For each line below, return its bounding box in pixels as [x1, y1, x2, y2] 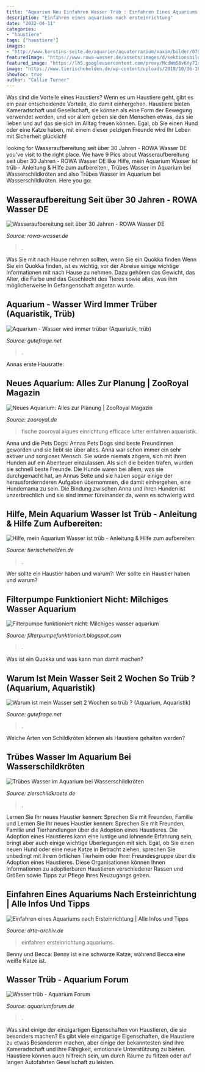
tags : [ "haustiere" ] [6, 37, 59, 43]
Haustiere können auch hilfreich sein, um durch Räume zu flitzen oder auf [6, 1052, 192, 1059]
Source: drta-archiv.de [6, 927, 64, 934]
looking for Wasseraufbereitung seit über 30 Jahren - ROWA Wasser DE [6, 145, 187, 152]
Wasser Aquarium [6, 603, 76, 614]
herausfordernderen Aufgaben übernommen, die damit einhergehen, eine [6, 478, 191, 486]
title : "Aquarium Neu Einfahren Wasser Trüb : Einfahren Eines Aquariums [6, 9, 198, 15]
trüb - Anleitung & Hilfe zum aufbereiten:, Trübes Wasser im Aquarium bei [6, 164, 192, 171]
